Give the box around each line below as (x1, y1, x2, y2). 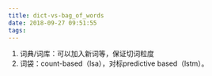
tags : (8, 26, 26, 34)
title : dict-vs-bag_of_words (8, 11, 104, 20)
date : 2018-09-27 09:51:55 (8, 19, 97, 27)
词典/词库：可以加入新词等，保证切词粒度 (19, 49, 154, 59)
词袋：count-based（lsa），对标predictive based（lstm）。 (19, 59, 209, 68)
